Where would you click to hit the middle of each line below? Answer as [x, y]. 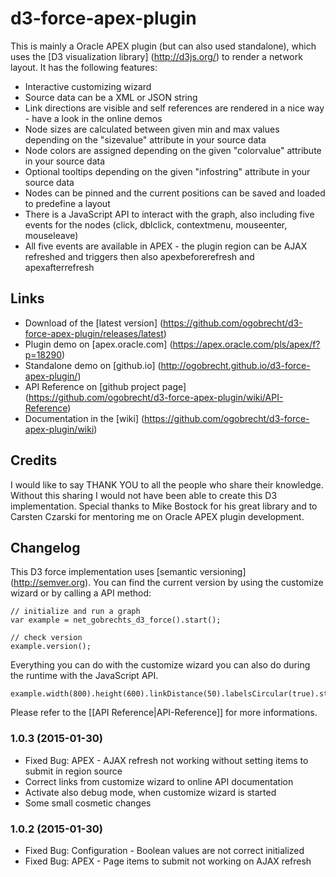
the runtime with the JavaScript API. [84, 676]
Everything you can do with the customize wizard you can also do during [160, 665]
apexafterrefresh [59, 267]
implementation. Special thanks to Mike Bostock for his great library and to [164, 506]
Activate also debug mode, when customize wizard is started [150, 792]
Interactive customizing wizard [88, 86]
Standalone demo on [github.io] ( [93, 365]
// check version [46, 638]
